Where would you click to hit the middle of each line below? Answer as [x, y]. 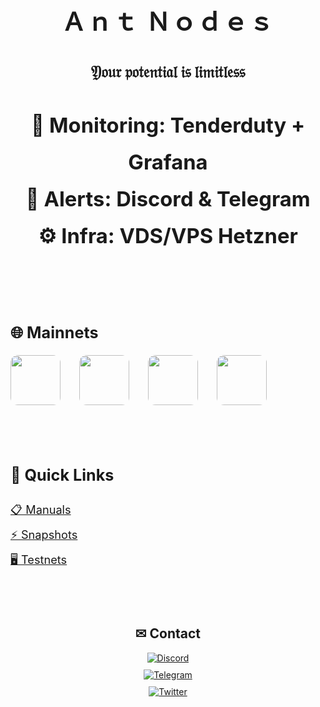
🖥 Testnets [39, 559]
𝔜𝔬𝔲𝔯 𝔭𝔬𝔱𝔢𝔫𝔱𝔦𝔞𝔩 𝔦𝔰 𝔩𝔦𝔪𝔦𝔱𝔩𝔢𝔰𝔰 [168, 72]
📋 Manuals [41, 509]
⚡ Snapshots [44, 534]
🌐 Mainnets [54, 332]
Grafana [168, 161]
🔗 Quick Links [62, 475]
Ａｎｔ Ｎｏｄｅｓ [168, 21]
